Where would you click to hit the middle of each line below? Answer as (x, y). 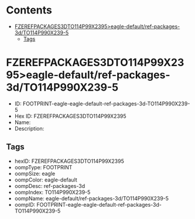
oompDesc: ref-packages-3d (50, 186)
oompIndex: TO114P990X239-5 (52, 192)
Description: (29, 128)
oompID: (25, 204)
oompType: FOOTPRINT (43, 167)
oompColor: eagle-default (46, 180)
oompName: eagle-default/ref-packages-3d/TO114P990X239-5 (91, 198)
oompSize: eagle (35, 173)
